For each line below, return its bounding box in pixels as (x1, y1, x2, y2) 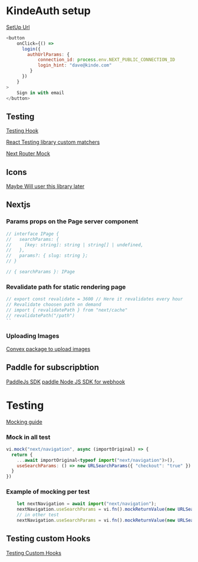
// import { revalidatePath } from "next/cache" (6, 307, 128, 313)
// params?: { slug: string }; (6, 253, 88, 259)
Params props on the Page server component (6, 217, 138, 226)
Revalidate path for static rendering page (6, 283, 126, 291)
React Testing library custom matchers (6, 138, 100, 146)
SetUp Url (6, 24, 30, 31)
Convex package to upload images (6, 345, 91, 352)
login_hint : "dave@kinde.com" (37, 62, 112, 68)
